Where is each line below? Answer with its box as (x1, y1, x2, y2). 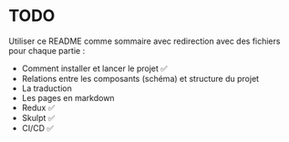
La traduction (21, 83, 72, 94)
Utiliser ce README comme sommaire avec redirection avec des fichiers (8, 35, 281, 46)
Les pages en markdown (21, 92, 115, 103)
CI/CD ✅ (21, 122, 54, 133)
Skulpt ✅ (21, 112, 56, 123)
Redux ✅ (21, 102, 56, 113)
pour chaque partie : (8, 45, 86, 56)
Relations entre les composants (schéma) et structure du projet (21, 73, 260, 84)
